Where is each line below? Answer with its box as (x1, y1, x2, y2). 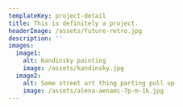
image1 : (15, 49, 42, 57)
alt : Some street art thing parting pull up (23, 79, 175, 87)
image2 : (15, 72, 42, 80)
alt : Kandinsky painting (23, 57, 106, 65)
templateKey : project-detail (8, 11, 106, 20)
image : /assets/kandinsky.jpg (23, 64, 125, 72)
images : (8, 42, 35, 50)
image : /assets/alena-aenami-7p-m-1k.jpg (23, 86, 164, 95)
